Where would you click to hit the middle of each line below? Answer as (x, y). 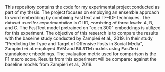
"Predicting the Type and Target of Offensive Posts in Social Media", (74, 43)
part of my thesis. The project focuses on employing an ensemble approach (82, 12)
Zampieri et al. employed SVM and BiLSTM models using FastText (72, 49)
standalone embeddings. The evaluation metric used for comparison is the (81, 54)
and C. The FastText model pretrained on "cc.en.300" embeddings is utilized (83, 28)
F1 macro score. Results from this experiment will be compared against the (81, 59)
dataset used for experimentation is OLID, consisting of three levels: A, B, (79, 23)
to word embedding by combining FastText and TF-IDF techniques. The (78, 17)
